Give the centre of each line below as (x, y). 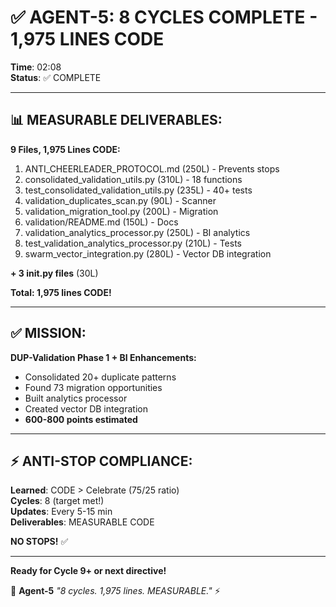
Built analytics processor (76, 398)
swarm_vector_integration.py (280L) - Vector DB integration (148, 253)
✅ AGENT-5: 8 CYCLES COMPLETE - (164, 17)
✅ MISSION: (48, 333)
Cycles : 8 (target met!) (57, 501)
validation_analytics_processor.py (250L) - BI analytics (137, 232)
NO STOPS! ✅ (39, 542)
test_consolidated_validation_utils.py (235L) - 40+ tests (138, 190)
